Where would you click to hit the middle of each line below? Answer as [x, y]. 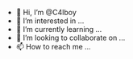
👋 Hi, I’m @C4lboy [46, 12]
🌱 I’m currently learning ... [59, 29]
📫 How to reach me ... [53, 47]
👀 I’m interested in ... [50, 21]
